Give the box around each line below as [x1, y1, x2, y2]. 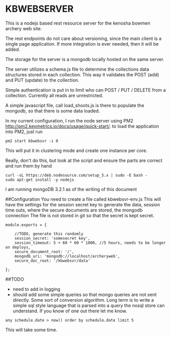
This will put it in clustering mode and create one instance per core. [5, 147, 147, 154]
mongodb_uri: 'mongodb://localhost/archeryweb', [14, 254, 120, 259]
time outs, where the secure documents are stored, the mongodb [5, 207, 143, 213]
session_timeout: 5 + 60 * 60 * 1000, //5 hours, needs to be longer [14, 240, 166, 245]
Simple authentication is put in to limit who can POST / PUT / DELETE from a [5, 87, 166, 93]
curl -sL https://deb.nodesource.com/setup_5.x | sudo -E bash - [5, 173, 147, 178]
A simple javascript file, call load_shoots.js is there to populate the [5, 102, 144, 108]
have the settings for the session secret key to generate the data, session [5, 201, 160, 207]
